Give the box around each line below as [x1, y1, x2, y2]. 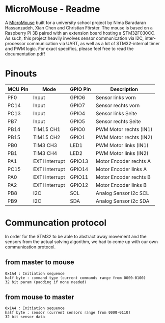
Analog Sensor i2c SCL [95, 190, 149, 197]
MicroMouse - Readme [5, 3, 100, 15]
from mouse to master [5, 293, 75, 301]
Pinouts [5, 68, 37, 79]
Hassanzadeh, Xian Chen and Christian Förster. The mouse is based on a [5, 25, 153, 30]
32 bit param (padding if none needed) [5, 279, 87, 285]
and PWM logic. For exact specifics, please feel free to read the [5, 46, 134, 51]
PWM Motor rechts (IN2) [95, 134, 153, 141]
